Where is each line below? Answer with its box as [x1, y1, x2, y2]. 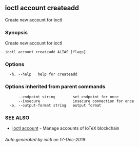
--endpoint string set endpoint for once [18, 94, 119, 99]
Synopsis [5, 29, 28, 36]
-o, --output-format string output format [9, 103, 101, 108]
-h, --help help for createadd [9, 72, 78, 77]
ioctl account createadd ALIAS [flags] [5, 50, 86, 55]
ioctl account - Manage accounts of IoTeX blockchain [12, 126, 119, 131]
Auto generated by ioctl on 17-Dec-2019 [5, 136, 85, 142]
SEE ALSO [5, 114, 30, 121]
